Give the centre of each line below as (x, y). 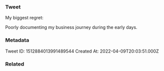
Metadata (17, 40)
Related (15, 64)
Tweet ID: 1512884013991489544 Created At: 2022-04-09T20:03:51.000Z (82, 51)
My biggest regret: (24, 18)
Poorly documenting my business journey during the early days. (71, 27)
